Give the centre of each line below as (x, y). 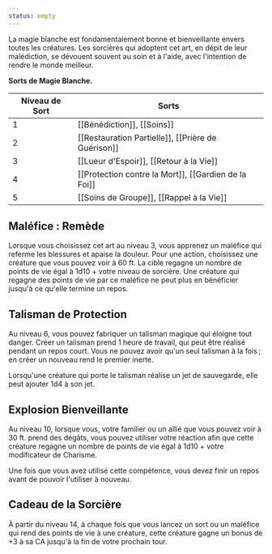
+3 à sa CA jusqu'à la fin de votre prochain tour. (88, 541)
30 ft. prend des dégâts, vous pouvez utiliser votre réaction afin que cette (131, 438)
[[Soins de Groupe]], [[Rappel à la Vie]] (152, 197)
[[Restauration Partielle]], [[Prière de (147, 137)
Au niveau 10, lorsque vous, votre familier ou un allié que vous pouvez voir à (135, 429)
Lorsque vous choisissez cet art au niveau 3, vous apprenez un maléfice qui (135, 246)
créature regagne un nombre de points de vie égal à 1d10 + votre (116, 446)
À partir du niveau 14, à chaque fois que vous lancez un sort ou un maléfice (134, 524)
